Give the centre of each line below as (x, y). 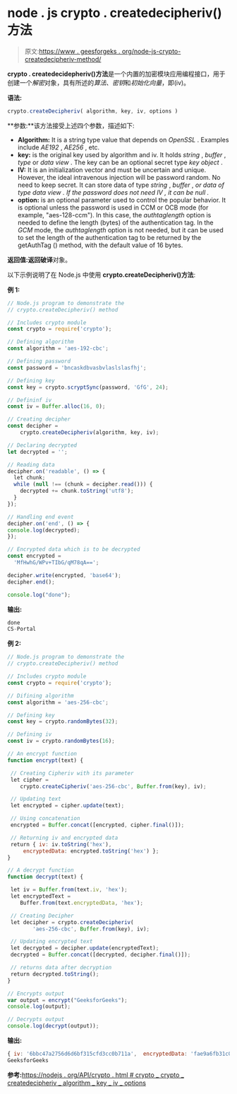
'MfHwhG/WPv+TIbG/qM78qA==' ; (56, 563)
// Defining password (39, 361)
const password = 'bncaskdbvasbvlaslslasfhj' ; (77, 367)
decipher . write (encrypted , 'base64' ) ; (64, 575)
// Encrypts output (36, 993)
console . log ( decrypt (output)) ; (53, 1026)
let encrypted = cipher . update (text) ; (67, 806)
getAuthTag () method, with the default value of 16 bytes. (100, 245)
